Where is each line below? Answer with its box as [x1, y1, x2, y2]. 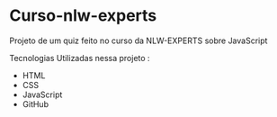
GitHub [22, 98, 49, 109]
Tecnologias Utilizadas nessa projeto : [9, 52, 150, 63]
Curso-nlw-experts [9, 5, 157, 26]
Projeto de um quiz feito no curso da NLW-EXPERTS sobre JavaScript [9, 35, 268, 46]
